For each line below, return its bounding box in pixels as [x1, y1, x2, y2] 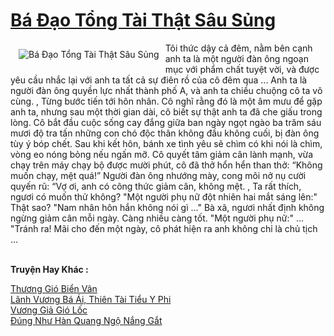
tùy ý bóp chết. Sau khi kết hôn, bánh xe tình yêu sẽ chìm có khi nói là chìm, [10, 137, 323, 149]
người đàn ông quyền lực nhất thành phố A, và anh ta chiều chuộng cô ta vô [10, 84, 323, 96]
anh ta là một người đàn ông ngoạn [164, 52, 309, 64]
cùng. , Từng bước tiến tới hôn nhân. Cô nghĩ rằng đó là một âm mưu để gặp [10, 95, 323, 107]
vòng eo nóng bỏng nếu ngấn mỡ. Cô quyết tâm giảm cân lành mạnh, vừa [10, 148, 314, 160]
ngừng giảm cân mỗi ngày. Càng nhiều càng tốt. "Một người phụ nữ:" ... [10, 212, 305, 224]
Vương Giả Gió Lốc [10, 304, 88, 316]
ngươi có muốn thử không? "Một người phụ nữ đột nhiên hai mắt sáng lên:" [10, 190, 318, 203]
